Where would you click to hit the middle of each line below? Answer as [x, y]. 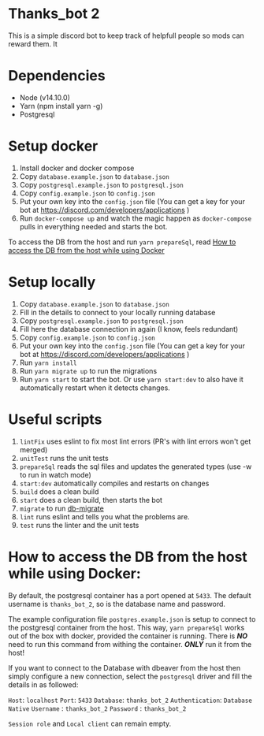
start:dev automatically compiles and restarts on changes [114, 483]
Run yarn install [48, 362]
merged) [33, 449]
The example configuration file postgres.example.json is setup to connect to [132, 619]
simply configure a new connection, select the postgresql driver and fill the [130, 676]
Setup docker [53, 146]
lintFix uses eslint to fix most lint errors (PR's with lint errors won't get [135, 441]
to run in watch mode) [56, 474]
